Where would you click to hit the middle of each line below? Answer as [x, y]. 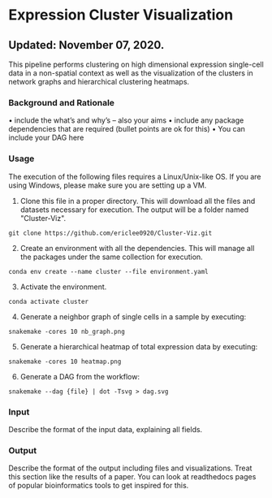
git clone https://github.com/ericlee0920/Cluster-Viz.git [110, 233]
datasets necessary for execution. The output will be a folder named [134, 210]
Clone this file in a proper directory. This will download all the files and [138, 201]
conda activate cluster [49, 301]
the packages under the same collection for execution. [111, 257]
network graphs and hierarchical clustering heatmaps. [99, 82]
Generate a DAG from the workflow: [80, 376]
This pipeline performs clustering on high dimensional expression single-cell [136, 64]
